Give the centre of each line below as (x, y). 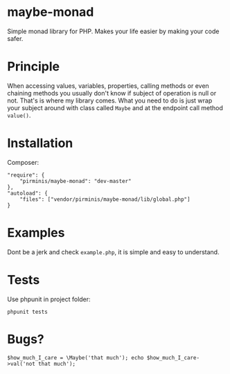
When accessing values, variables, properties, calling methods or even (108, 86)
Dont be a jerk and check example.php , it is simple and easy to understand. (113, 252)
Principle (34, 67)
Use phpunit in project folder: (49, 299)
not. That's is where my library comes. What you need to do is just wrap (110, 100)
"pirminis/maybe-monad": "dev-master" (76, 181)
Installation (40, 143)
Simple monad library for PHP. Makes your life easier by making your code (113, 31)
